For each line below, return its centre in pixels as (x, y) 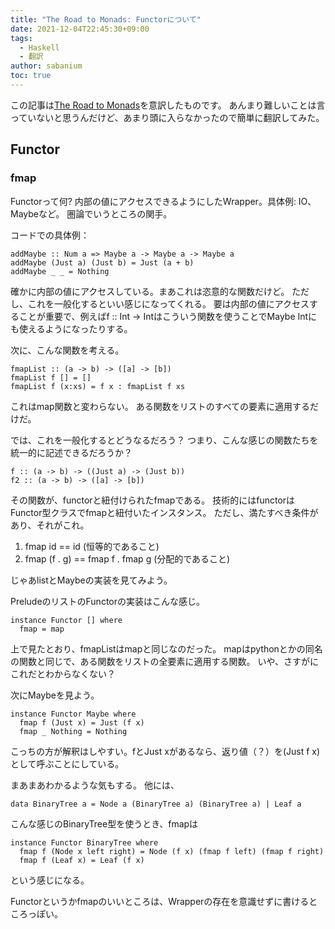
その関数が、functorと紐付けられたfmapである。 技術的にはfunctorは (153, 500)
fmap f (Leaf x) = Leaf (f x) (82, 860)
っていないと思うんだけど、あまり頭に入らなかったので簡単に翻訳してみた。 (167, 117)
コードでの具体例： (50, 235)
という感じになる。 (50, 880)
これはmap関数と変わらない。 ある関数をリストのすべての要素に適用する (160, 406)
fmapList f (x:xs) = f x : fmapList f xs (98, 386)
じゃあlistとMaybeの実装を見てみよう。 (91, 580)
